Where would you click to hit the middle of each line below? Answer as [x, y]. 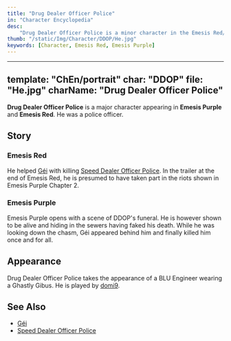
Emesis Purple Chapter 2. [43, 185]
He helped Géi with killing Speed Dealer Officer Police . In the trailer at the [111, 170]
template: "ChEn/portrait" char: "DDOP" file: [105, 80]
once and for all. [30, 240]
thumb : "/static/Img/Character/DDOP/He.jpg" [72, 39]
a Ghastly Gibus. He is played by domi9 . [64, 285]
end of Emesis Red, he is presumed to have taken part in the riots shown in [113, 178]
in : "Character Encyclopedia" [51, 20]
